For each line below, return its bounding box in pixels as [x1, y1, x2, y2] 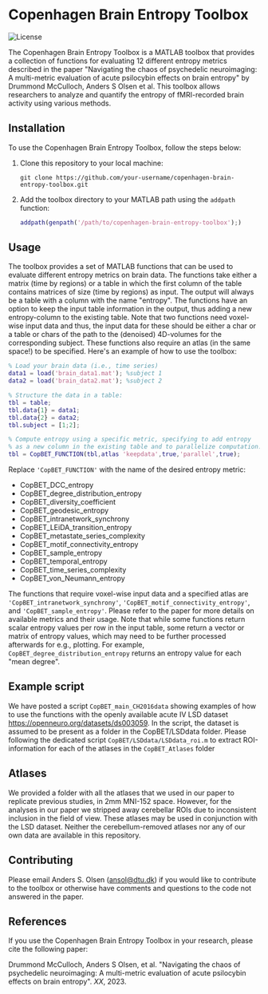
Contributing [8, 853, 73, 867]
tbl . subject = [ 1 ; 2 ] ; [8, 421, 81, 429]
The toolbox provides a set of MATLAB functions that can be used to [8, 262, 234, 271]
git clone [19, 173, 53, 181]
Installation [8, 121, 65, 135]
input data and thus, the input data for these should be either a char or [25, 321, 257, 331]
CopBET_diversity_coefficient [19, 497, 116, 507]
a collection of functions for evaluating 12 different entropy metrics [8, 56, 227, 65]
